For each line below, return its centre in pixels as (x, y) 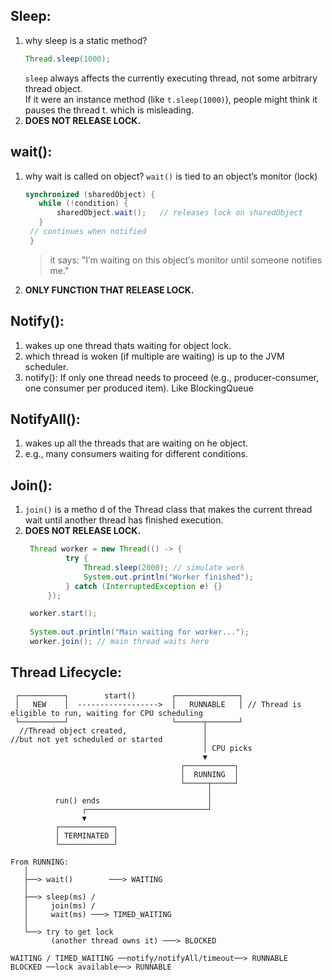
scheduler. (46, 366)
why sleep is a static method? (86, 40)
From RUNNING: (40, 862)
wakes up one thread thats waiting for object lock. (128, 345)
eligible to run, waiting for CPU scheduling (106, 713)
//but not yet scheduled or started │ (109, 739)
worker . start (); (63, 614)
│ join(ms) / (60, 905)
